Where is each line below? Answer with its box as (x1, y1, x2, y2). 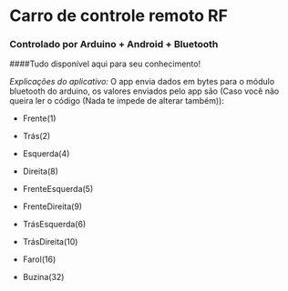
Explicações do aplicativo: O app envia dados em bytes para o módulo (9, 76, 275, 87)
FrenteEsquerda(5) (22, 184, 94, 195)
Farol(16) (22, 254, 57, 265)
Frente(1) (22, 113, 57, 124)
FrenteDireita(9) (22, 201, 83, 212)
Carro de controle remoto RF (9, 5, 228, 26)
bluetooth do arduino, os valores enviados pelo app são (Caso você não (9, 85, 280, 96)
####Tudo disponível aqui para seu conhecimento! (9, 58, 201, 69)
